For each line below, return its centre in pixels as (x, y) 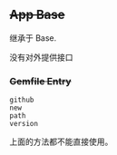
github (22, 100)
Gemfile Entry (40, 81)
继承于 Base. (33, 38)
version (24, 124)
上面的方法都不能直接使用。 (61, 142)
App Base (37, 15)
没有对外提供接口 (41, 57)
